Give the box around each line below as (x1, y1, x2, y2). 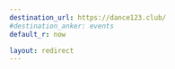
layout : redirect (9, 46, 74, 55)
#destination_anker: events (9, 22, 115, 30)
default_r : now (9, 30, 66, 39)
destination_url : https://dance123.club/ (9, 13, 167, 22)
